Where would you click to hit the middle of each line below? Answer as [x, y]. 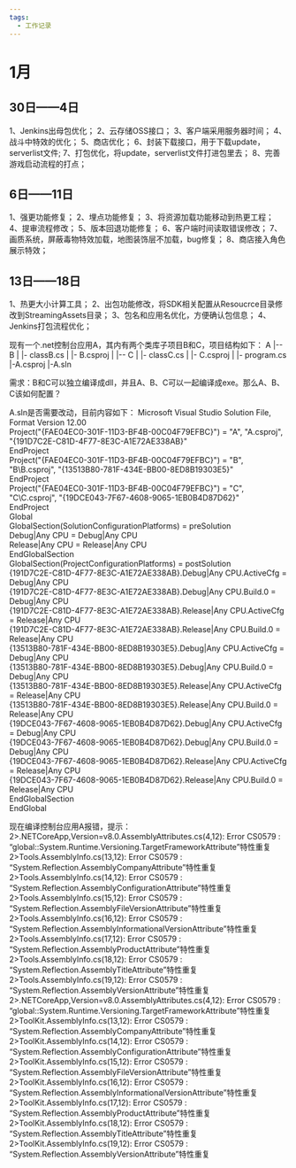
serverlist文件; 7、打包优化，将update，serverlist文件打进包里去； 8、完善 [145, 152]
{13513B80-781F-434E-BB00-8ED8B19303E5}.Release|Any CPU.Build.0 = [144, 705]
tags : [19, 17]
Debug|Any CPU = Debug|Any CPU [74, 536]
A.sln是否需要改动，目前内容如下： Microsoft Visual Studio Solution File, [140, 413]
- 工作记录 [34, 26]
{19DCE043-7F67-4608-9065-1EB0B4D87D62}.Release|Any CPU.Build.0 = [146, 780]
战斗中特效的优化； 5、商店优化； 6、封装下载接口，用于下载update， [137, 142]
